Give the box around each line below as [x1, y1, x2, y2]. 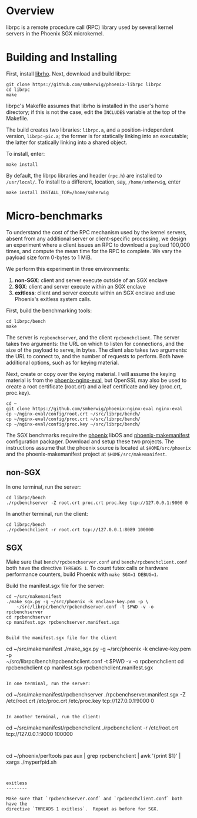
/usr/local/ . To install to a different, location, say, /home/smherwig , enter [6, 178, 181, 185]
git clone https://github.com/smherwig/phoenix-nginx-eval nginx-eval [6, 405, 183, 411]
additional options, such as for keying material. [6, 359, 119, 366]
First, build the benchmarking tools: [6, 307, 92, 314]
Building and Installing [6, 51, 118, 64]
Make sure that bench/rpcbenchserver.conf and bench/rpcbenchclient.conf [6, 558, 188, 565]
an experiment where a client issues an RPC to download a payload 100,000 [6, 241, 191, 248]
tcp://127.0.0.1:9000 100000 [6, 731, 74, 738]
